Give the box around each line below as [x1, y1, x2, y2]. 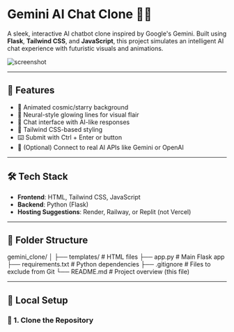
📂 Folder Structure [7, 234, 88, 246]
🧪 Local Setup [7, 294, 68, 306]
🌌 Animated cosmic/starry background [17, 103, 129, 111]
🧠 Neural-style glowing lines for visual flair [17, 110, 139, 119]
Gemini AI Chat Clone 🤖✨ [7, 6, 153, 22]
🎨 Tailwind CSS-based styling [17, 125, 103, 133]
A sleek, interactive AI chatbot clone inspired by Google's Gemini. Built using [7, 29, 227, 38]
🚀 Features [7, 84, 55, 96]
